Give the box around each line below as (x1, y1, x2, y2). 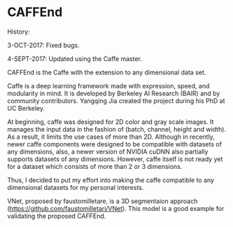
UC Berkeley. (7, 104, 45, 112)
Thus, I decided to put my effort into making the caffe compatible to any (7, 176, 215, 184)
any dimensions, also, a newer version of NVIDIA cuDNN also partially (7, 147, 209, 156)
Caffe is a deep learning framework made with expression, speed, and (7, 81, 210, 90)
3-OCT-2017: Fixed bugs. (7, 41, 80, 49)
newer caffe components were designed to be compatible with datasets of (7, 139, 223, 148)
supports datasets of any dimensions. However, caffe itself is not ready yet (7, 155, 223, 163)
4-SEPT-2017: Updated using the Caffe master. (7, 54, 142, 63)
